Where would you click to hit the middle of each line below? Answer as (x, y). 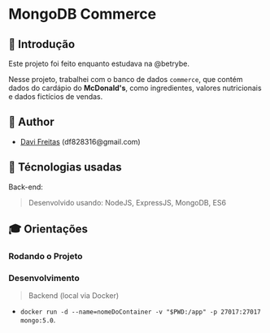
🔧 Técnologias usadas (65, 167)
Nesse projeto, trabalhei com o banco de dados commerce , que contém (126, 79)
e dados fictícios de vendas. (56, 97)
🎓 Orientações (48, 229)
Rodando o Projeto (46, 256)
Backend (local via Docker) (74, 296)
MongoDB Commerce (83, 14)
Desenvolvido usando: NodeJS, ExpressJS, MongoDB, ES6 (127, 202)
